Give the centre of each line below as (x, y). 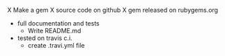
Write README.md (54, 31)
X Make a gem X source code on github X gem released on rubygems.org (113, 10)
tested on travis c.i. (45, 38)
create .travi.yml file (56, 45)
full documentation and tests (58, 23)
